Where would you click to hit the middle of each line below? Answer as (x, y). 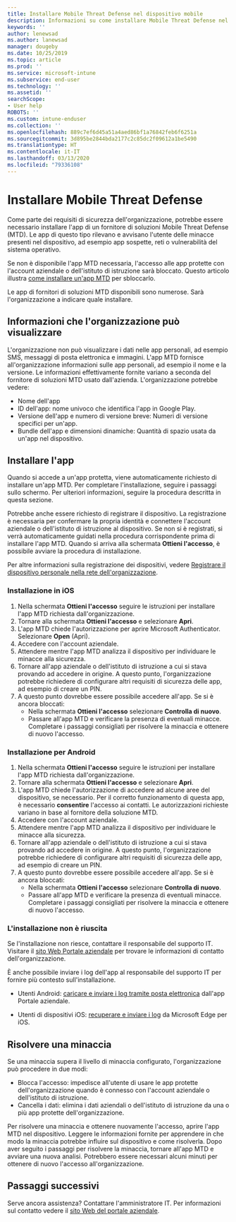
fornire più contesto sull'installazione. (62, 980)
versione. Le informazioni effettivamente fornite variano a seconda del (109, 372)
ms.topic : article (34, 60)
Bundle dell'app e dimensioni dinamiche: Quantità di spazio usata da (117, 431)
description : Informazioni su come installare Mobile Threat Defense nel (118, 20)
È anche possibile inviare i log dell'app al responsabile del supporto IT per (114, 973)
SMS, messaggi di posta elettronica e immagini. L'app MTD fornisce (106, 357)
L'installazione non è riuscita (57, 928)
